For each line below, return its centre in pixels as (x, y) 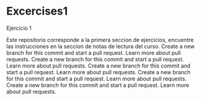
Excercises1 (37, 11)
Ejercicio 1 (19, 28)
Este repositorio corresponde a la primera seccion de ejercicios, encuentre (100, 40)
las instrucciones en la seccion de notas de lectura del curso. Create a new (100, 46)
